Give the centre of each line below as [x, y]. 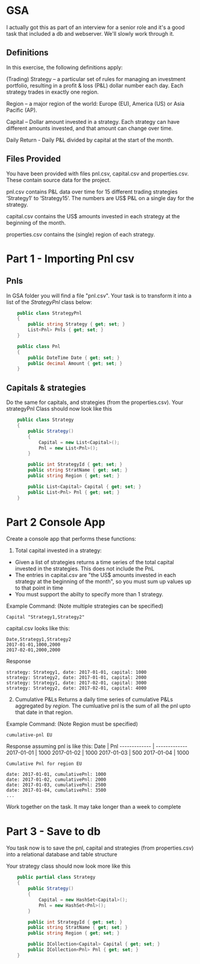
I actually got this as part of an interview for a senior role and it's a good [95, 27]
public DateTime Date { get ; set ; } [74, 357]
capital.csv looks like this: [38, 628]
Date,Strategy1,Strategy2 [39, 640]
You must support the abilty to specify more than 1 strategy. [89, 594]
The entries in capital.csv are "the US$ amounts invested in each [95, 575]
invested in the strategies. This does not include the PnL [85, 568]
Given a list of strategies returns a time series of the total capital [94, 562]
